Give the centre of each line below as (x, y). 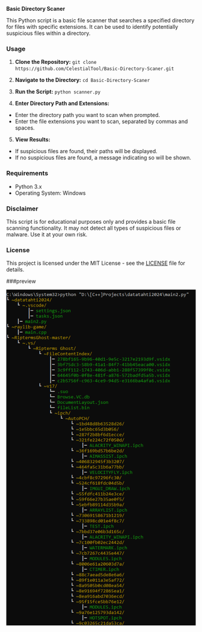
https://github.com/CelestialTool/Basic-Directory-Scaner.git (94, 69)
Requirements (27, 173)
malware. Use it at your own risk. (47, 234)
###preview (21, 281)
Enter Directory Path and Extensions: (62, 103)
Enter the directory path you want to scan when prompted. (87, 115)
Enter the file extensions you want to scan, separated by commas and (101, 122)
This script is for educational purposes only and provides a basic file (91, 221)
